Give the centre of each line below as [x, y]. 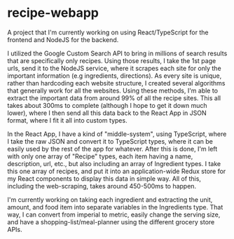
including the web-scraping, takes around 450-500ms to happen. [102, 186]
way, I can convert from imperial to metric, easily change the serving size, [114, 214]
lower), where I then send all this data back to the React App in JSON [107, 113]
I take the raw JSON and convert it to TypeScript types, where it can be [110, 141]
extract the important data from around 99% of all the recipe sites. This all [114, 98]
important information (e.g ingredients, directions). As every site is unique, [115, 76]
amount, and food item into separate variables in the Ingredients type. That [115, 207]
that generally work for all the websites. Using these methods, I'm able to [113, 90]
